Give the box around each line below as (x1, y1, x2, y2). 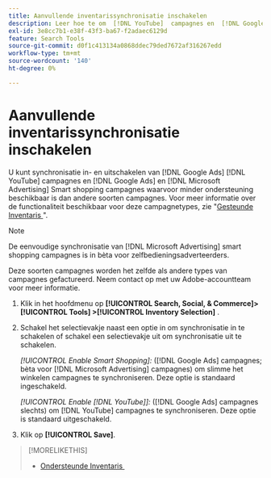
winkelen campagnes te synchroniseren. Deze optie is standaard (19, 372, 236, 382)
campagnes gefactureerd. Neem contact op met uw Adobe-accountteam (8, 274, 252, 283)
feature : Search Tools (8, 34, 85, 43)
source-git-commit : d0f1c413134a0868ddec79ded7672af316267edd (8, 42, 222, 50)
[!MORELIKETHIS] (27, 445, 88, 455)
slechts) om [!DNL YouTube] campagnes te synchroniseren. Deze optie (19, 405, 256, 415)
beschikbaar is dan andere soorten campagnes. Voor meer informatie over (8, 193, 256, 203)
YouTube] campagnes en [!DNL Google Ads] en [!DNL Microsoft (8, 175, 220, 186)
